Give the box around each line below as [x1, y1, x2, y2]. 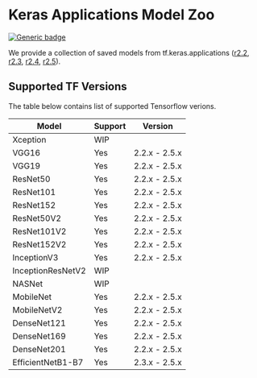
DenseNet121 [12, 317, 66, 328]
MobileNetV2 [12, 304, 63, 315]
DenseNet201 [12, 343, 66, 355]
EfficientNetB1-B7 [12, 356, 84, 368]
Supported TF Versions [8, 80, 127, 93]
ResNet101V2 [12, 226, 67, 237]
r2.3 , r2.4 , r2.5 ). [8, 56, 61, 66]
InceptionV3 [12, 251, 59, 263]
